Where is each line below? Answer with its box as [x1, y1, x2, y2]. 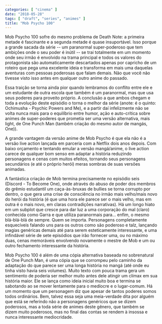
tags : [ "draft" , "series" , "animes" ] [5, 16, 86, 21]
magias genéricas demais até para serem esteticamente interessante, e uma [5, 227, 157, 233]
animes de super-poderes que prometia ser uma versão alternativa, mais [5, 116, 150, 121]
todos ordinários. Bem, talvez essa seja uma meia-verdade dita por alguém [5, 293, 154, 299]
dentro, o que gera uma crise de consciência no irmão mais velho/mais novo [5, 191, 158, 197]
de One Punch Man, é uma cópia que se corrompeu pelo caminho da [5, 257, 143, 263]
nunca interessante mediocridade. [5, 314, 74, 320]
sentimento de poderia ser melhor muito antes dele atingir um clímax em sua [5, 273, 158, 279]
